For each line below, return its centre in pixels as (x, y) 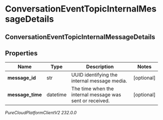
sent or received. (90, 101)
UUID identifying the (94, 75)
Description (100, 67)
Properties (21, 53)
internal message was (96, 95)
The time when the (92, 89)
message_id (22, 78)
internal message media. (99, 81)
